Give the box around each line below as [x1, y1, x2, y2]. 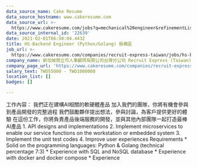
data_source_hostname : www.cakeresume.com [6, 14, 111, 20]
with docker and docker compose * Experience [6, 154, 120, 161]
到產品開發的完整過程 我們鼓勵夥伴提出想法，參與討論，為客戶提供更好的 [6, 109, 182, 115]
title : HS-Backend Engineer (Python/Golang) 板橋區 [6, 41, 133, 47]
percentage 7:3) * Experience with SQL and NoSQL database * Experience [6, 148, 186, 155]
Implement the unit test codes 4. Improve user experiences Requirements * [6, 135, 188, 142]
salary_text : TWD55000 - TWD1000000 [6, 68, 96, 74]
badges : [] [6, 79, 33, 85]
